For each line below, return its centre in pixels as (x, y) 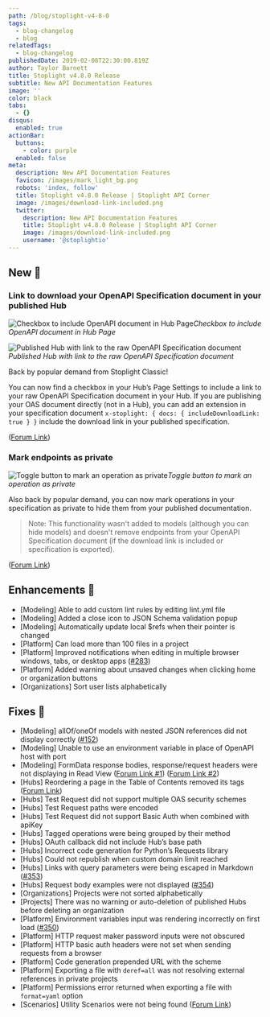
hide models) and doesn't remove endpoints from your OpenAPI (134, 532)
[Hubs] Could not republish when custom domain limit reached (124, 859)
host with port (43, 756)
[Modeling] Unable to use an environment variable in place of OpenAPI (137, 748)
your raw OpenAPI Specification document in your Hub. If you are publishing (135, 396)
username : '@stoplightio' (66, 241)
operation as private (42, 484)
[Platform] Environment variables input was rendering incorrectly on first (140, 919)
